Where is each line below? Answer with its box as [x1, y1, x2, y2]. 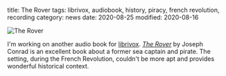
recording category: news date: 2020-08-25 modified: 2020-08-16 [7, 13, 199, 21]
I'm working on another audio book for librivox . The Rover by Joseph [7, 40, 203, 48]
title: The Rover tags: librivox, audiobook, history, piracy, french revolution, [7, 6, 220, 14]
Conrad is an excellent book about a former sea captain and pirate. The [7, 48, 211, 55]
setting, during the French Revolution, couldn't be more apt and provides [7, 55, 215, 63]
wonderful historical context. [7, 62, 89, 70]
